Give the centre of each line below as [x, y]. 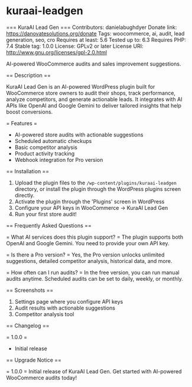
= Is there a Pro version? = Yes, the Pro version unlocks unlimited [85, 255]
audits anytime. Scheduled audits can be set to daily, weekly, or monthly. [95, 278]
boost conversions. [30, 112]
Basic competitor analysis [46, 147]
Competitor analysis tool [44, 314]
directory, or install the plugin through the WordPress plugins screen [98, 189]
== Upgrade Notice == [34, 360]
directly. [25, 195]
